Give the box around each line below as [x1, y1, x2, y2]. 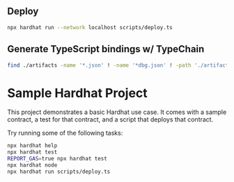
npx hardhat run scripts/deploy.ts [7, 168, 111, 175]
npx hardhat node [7, 161, 58, 169]
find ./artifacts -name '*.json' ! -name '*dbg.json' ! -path [7, 62, 192, 69]
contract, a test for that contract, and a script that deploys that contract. [7, 115, 214, 124]
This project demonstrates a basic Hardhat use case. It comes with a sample [7, 108, 227, 117]
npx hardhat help [7, 142, 58, 149]
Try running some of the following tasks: [7, 129, 123, 138]
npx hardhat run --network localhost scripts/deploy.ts [7, 24, 173, 31]
